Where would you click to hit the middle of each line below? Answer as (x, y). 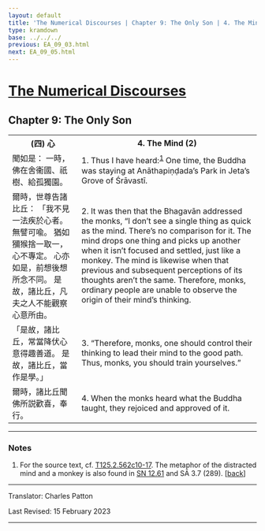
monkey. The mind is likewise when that (155, 260)
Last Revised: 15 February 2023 (60, 511)
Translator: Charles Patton (50, 496)
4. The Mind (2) (167, 143)
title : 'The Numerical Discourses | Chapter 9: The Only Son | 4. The (127, 23)
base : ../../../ (35, 37)
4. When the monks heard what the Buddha (162, 398)
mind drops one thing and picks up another (161, 241)
